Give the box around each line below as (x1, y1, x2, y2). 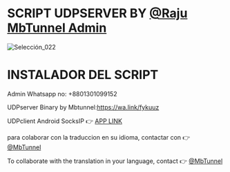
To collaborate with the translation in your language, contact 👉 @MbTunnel (7, 157, 223, 165)
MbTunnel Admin (7, 20, 107, 36)
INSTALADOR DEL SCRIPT (7, 67, 159, 83)
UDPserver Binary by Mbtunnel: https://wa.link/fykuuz (7, 103, 160, 111)
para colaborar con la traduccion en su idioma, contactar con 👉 (7, 133, 191, 141)
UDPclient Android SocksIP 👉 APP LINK (7, 116, 123, 125)
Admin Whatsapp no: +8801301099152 (7, 89, 117, 98)
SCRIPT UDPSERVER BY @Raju (7, 6, 188, 21)
